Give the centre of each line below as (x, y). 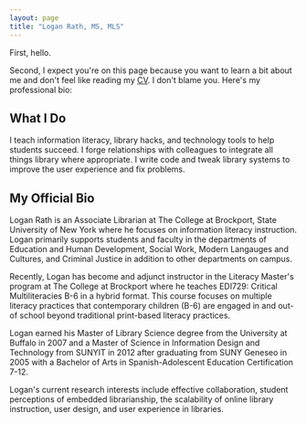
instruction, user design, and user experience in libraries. (116, 409)
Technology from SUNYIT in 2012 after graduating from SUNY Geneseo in (148, 353)
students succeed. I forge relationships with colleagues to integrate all (142, 150)
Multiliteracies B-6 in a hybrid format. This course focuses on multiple (141, 296)
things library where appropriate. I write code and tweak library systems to (150, 160)
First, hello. (31, 52)
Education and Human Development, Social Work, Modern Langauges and (149, 249)
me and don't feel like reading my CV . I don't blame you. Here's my (135, 79)
